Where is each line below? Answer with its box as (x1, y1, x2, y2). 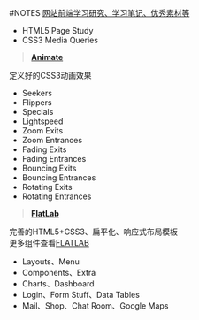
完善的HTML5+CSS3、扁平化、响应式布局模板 (9, 226, 179, 237)
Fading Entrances (21, 154, 87, 164)
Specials (21, 107, 54, 117)
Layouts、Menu (21, 256, 80, 267)
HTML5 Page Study (21, 26, 94, 35)
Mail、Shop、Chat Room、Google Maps (21, 301, 169, 311)
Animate (30, 52, 64, 62)
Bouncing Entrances (21, 172, 96, 183)
